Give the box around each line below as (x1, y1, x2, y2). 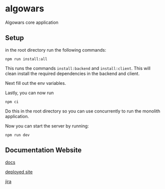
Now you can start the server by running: (5, 123, 89, 129)
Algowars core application (5, 19, 58, 25)
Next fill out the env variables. (5, 80, 66, 86)
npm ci (5, 99, 19, 104)
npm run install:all (5, 57, 48, 62)
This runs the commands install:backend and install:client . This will (5, 65, 151, 71)
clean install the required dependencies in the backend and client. (5, 70, 140, 76)
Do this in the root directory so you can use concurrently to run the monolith (5, 108, 161, 114)
